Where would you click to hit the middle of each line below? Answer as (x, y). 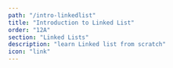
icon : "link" (29, 52)
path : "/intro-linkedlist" (52, 15)
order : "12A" (29, 30)
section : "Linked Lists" (49, 37)
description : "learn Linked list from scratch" (87, 45)
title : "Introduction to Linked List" (71, 23)
